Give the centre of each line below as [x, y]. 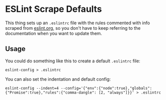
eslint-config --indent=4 [32, 88]
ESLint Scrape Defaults [54, 9]
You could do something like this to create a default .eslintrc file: [73, 61]
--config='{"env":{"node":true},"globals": [106, 88]
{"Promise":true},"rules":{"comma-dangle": [51, 93]
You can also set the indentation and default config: [58, 79]
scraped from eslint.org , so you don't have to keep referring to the [73, 28]
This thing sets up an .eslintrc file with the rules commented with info [78, 23]
